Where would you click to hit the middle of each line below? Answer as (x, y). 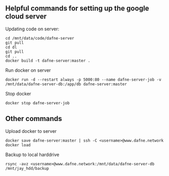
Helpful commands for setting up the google (77, 8)
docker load (18, 145)
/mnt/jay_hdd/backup (27, 168)
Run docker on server (28, 70)
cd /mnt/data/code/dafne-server (40, 38)
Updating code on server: (32, 29)
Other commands (34, 119)
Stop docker (18, 93)
